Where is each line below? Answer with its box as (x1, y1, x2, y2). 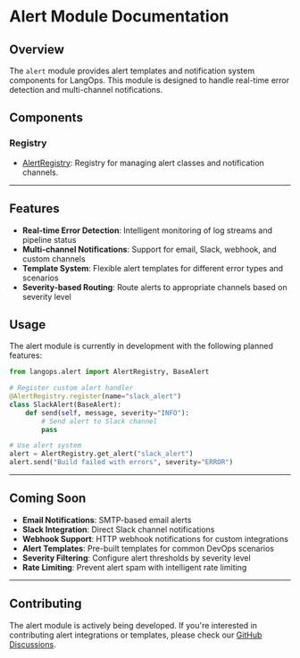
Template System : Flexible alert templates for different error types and (21, 262, 284, 273)
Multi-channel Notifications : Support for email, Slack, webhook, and (21, 244, 277, 254)
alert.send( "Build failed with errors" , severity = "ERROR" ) (9, 458, 234, 467)
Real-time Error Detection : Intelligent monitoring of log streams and (21, 225, 272, 236)
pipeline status (21, 234, 77, 245)
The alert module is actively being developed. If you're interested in (9, 620, 257, 630)
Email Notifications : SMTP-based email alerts (21, 514, 192, 525)
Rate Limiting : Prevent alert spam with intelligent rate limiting (21, 562, 247, 572)
